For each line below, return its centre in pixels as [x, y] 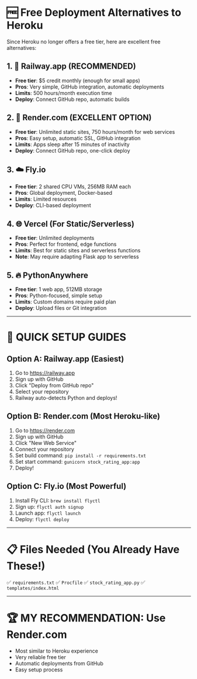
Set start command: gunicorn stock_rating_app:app [77, 461]
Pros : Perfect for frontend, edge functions [66, 244]
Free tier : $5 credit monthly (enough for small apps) [77, 80]
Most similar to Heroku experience [56, 651]
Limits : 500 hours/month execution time [63, 93]
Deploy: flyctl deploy [42, 519]
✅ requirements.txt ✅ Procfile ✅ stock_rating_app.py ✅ [76, 582]
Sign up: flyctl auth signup [49, 506]
